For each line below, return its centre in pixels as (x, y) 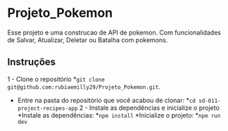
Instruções (32, 62)
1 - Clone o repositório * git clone (56, 79)
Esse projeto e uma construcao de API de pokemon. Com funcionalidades (114, 32)
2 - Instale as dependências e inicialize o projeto (150, 108)
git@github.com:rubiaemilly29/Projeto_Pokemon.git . (84, 87)
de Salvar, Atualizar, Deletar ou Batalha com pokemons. (88, 39)
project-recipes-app (47, 108)
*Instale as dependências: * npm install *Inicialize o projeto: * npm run (119, 115)
